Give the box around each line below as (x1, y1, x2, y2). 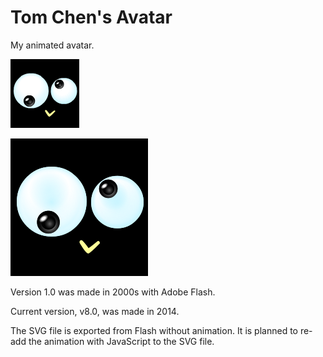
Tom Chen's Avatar (10, 6, 173, 29)
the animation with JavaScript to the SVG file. (28, 335, 215, 347)
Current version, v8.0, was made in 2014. (10, 305, 180, 317)
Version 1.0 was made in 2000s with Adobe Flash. (10, 286, 216, 298)
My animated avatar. (10, 39, 95, 51)
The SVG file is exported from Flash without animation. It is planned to (10, 324, 298, 336)
